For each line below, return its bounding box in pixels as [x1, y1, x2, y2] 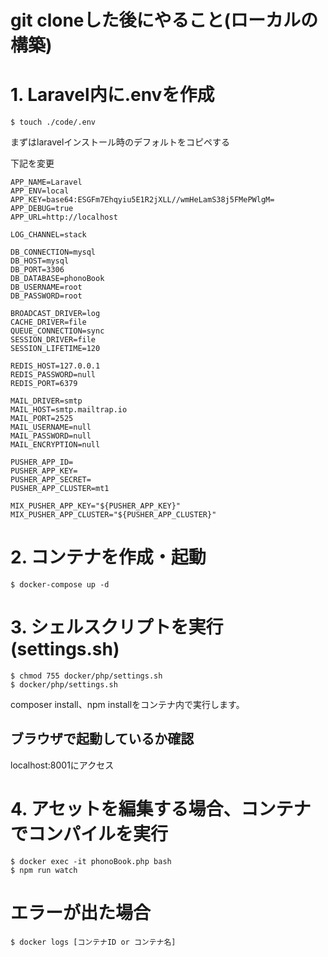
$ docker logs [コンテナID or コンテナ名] [10, 937, 177, 947]
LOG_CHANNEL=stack [10, 230, 87, 240]
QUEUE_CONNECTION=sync [10, 326, 105, 336]
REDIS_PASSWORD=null [10, 370, 97, 380]
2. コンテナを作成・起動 [10, 546, 207, 569]
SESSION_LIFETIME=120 [10, 344, 101, 354]
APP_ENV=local [10, 186, 70, 196]
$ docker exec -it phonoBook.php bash [10, 856, 172, 866]
